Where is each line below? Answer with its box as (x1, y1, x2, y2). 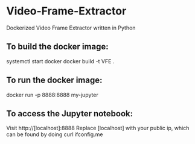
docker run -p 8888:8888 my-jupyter (6, 91, 98, 98)
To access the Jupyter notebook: (6, 108, 133, 119)
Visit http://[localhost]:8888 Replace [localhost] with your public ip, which (6, 125, 190, 132)
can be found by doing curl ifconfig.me (6, 131, 103, 138)
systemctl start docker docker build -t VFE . (6, 57, 115, 64)
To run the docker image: (6, 75, 103, 86)
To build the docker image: (6, 42, 109, 52)
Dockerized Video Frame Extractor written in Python (6, 24, 136, 31)
